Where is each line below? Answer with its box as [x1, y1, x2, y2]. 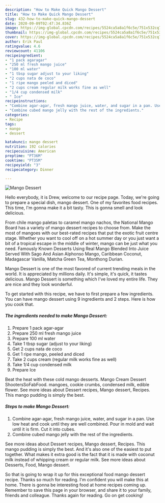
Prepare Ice [12, 367, 36, 373]
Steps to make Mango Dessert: [5, 403, 70, 409]
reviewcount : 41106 [5, 48, 45, 53]
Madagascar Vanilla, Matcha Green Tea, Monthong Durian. [5, 256, 124, 262]
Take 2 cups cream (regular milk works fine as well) [12, 356, 117, 362]
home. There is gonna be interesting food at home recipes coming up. [5, 482, 146, 488]
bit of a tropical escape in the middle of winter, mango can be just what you [5, 241, 158, 247]
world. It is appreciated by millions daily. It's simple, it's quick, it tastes [5, 271, 147, 277]
